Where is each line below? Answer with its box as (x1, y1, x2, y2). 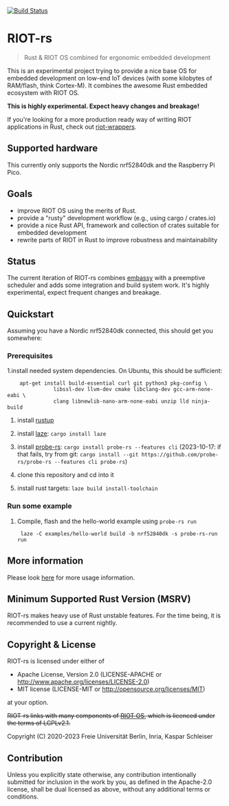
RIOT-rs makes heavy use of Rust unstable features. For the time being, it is (7, 611, 221, 619)
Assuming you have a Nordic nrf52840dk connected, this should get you (7, 327, 213, 335)
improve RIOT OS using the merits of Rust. (17, 206, 138, 215)
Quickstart (7, 308, 54, 320)
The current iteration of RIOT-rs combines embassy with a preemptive (7, 274, 206, 282)
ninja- (191, 398, 211, 405)
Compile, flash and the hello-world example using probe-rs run (17, 517, 197, 525)
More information (7, 555, 84, 567)
